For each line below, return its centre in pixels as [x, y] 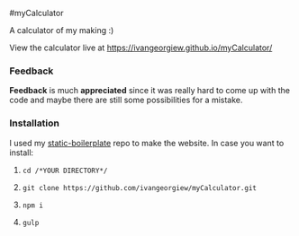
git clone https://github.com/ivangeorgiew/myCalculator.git [140, 188]
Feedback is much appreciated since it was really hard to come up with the [150, 91]
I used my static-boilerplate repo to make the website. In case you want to [147, 143]
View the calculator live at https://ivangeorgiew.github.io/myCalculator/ [141, 48]
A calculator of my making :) [62, 30]
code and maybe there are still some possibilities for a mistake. [126, 100]
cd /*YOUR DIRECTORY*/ [65, 170]
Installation [35, 123]
